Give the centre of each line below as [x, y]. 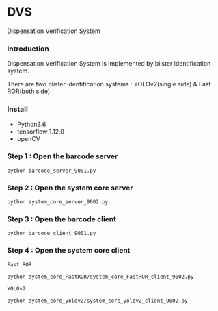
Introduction [28, 49]
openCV [29, 138]
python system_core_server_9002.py [58, 202]
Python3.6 [31, 124]
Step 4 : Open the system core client [69, 251]
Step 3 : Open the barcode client [62, 219]
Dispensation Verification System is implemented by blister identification [109, 64]
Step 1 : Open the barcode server [63, 156]
